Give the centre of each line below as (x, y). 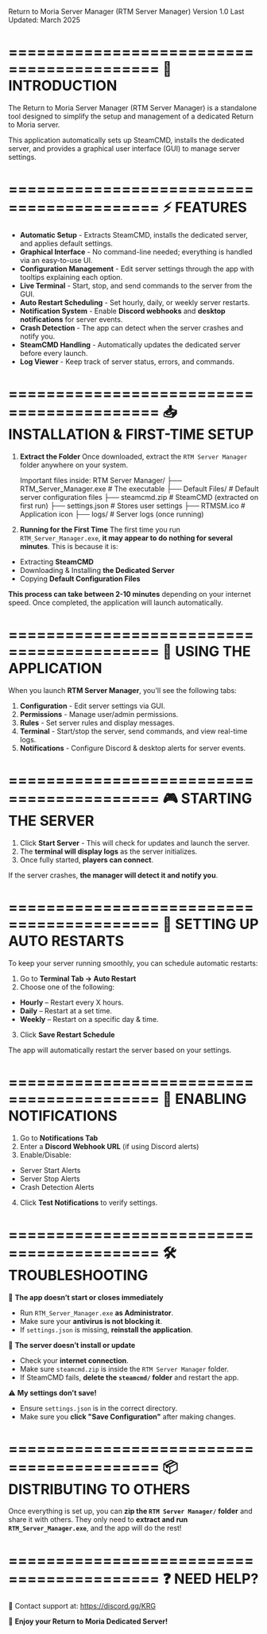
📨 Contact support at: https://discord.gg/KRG (82, 1606)
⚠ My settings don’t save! (52, 1392)
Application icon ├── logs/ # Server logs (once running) (112, 514)
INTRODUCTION (63, 86)
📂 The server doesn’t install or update (72, 1345)
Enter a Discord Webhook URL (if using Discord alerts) (109, 1146)
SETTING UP (217, 924)
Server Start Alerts (50, 1170)
